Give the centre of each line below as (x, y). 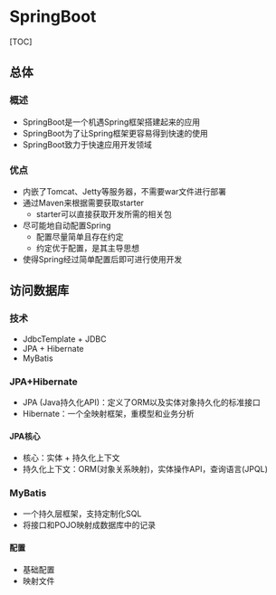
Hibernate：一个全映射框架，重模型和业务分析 (108, 413)
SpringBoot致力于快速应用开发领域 (87, 144)
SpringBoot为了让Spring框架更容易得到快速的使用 (115, 133)
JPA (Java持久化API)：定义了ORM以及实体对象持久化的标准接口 (141, 402)
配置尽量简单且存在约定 (80, 236)
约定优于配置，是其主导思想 (88, 248)
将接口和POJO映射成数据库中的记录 (89, 525)
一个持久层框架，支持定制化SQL (82, 514)
